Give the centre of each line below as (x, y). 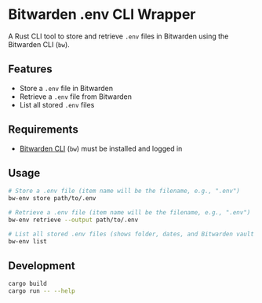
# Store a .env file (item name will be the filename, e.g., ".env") (124, 191)
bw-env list (27, 241)
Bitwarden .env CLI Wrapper (102, 15)
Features (30, 69)
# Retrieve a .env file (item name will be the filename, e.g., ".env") (129, 213)
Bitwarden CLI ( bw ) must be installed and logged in (101, 148)
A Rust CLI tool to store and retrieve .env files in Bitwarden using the (118, 36)
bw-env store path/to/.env (52, 199)
